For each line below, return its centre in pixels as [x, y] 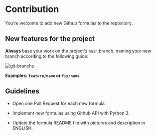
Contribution [32, 9]
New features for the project [50, 39]
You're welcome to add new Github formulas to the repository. [69, 23]
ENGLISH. [23, 128]
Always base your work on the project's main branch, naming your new [78, 50]
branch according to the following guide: [47, 56]
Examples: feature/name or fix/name [42, 75]
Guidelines [22, 91]
